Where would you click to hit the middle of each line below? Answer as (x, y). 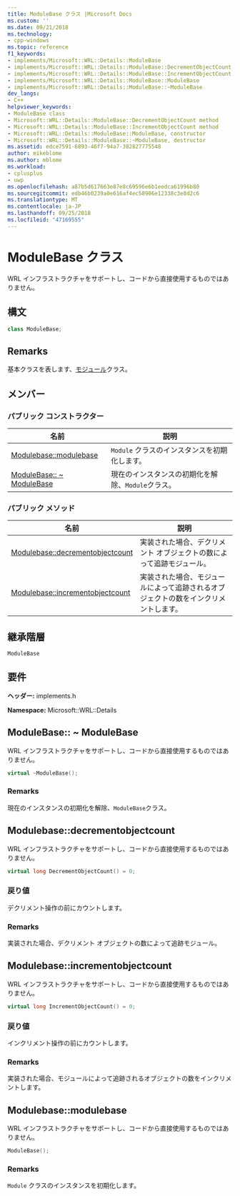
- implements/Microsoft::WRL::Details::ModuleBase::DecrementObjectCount (120, 67)
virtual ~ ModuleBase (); (43, 773)
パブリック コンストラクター (56, 416)
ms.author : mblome (35, 160)
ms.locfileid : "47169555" (46, 220)
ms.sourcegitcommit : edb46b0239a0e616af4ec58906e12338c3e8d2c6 (104, 194)
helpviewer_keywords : (40, 107)
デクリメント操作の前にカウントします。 (67, 908)
